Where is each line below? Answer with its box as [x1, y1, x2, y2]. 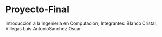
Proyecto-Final [5, 4, 70, 15]
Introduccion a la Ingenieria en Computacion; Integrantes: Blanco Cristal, [5, 20, 157, 26]
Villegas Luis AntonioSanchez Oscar [5, 25, 81, 31]
